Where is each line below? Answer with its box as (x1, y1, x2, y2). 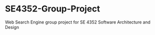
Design (5, 24, 19, 30)
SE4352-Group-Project (5, 3, 100, 14)
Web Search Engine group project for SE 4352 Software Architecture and (5, 19, 151, 25)
